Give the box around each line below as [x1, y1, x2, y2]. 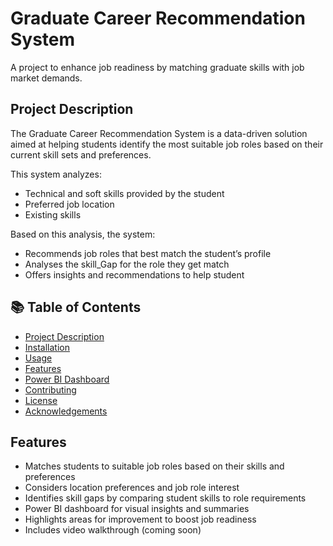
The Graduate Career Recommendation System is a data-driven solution [10, 127, 308, 139]
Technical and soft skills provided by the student [24, 187, 225, 199]
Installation [24, 341, 71, 353]
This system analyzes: [10, 168, 102, 180]
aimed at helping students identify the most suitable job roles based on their [10, 138, 324, 150]
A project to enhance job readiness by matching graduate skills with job [10, 61, 305, 73]
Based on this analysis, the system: [10, 228, 156, 240]
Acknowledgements [24, 405, 108, 417]
